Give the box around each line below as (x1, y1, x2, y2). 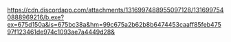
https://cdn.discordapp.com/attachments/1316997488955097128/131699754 (7, 6, 224, 14)
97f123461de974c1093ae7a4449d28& (7, 28, 115, 36)
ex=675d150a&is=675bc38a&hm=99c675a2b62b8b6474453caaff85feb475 (7, 21, 222, 28)
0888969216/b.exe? (7, 13, 64, 21)
